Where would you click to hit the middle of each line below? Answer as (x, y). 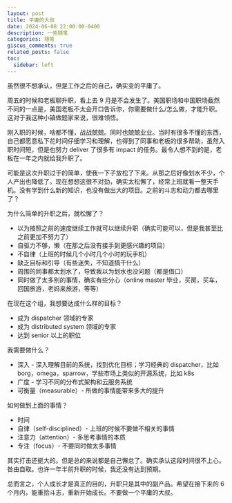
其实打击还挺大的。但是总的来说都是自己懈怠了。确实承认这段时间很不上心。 (116, 460)
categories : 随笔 (31, 39)
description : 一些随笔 (38, 33)
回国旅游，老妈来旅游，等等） (59, 288)
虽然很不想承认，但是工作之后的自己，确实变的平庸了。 (86, 85)
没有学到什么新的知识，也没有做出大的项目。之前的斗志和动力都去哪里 (119, 190)
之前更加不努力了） (45, 236)
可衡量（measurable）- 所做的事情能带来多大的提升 (90, 390)
